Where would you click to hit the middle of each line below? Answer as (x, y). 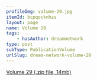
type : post (20, 45)
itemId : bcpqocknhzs (32, 17)
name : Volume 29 (26, 28)
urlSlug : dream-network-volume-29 (49, 55)
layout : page (22, 22)
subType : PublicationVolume (41, 50)
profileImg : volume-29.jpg (39, 11)
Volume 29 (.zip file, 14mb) (39, 72)
